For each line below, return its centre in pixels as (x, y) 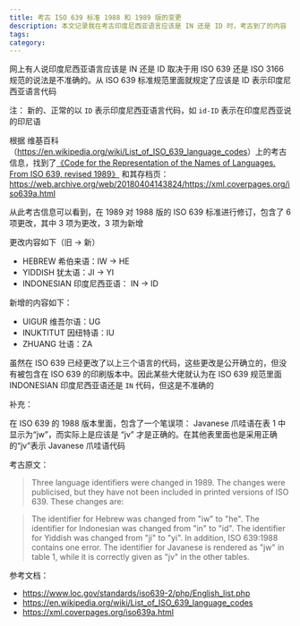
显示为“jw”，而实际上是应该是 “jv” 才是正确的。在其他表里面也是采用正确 (143, 435)
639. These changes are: (77, 502)
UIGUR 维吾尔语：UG (61, 322)
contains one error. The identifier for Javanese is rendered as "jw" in (158, 547)
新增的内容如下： (41, 303)
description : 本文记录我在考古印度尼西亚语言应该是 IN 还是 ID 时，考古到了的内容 (148, 26)
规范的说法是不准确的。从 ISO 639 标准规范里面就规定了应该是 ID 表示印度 (146, 80)
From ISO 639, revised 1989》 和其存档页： (89, 174)
